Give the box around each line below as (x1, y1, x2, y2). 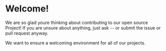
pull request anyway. (5, 30, 49, 36)
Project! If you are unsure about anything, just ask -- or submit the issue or (5, 24, 161, 30)
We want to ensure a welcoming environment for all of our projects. (5, 39, 146, 45)
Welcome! (5, 3, 49, 14)
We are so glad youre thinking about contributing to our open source (5, 19, 148, 25)
